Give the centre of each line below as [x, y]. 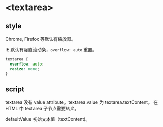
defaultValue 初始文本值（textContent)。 [48, 119]
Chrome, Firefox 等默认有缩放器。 [41, 39]
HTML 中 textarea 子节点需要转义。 [42, 109]
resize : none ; [25, 69]
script [15, 89]
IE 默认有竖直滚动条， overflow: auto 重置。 [51, 50]
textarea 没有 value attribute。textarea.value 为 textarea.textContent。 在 [82, 102]
